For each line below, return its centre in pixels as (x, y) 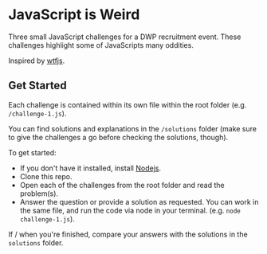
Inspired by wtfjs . (37, 61)
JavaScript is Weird (74, 15)
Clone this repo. (46, 176)
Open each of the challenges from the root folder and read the (122, 185)
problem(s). (39, 193)
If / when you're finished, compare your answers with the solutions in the (128, 234)
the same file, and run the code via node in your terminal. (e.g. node (130, 210)
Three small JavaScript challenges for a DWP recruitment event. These (125, 37)
